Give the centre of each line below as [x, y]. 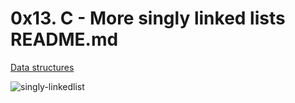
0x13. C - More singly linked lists [148, 18]
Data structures [42, 67]
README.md [64, 39]
